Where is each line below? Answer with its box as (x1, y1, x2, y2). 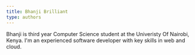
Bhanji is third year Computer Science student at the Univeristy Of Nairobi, (6, 30, 190, 37)
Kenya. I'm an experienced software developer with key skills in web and (6, 37, 185, 44)
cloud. (6, 43, 22, 50)
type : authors (6, 14, 42, 20)
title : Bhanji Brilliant (6, 8, 68, 15)
